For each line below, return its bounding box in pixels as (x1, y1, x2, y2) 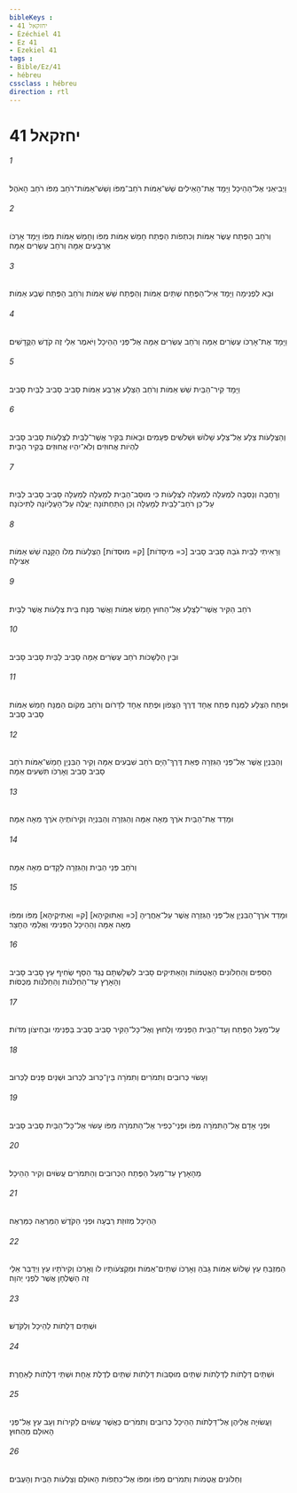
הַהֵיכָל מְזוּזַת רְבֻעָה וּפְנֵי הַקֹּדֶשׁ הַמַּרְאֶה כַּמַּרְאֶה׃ (9, 1215, 157, 1226)
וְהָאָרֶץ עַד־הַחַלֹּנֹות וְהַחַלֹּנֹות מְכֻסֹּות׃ (9, 976, 121, 987)
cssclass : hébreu (9, 79, 77, 88)
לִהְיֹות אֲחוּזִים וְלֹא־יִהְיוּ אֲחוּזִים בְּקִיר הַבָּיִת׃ (9, 441, 139, 451)
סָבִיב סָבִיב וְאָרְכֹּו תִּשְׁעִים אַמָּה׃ (9, 766, 106, 777)
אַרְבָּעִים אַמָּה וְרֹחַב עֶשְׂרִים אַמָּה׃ (9, 241, 111, 251)
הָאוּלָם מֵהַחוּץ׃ (9, 1425, 55, 1436)
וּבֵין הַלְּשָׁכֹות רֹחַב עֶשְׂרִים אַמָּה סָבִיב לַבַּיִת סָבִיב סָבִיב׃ (9, 651, 179, 662)
